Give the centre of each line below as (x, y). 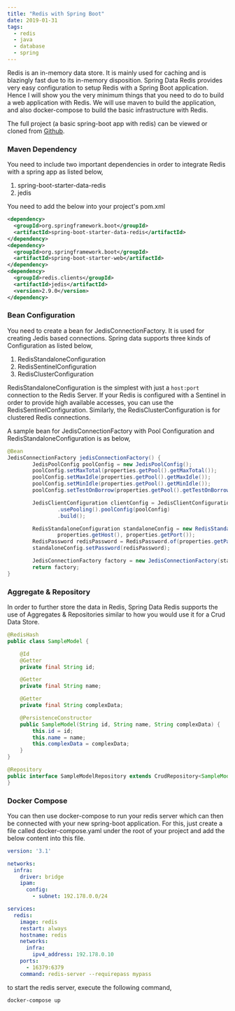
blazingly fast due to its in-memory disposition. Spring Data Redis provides (115, 80)
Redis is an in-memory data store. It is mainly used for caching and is (107, 73)
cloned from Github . (36, 131)
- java (23, 40)
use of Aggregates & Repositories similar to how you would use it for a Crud (116, 614)
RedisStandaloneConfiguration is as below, (69, 438)
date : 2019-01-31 (33, 20)
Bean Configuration (41, 315)
